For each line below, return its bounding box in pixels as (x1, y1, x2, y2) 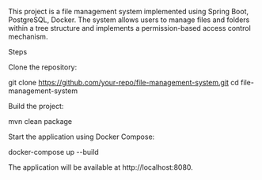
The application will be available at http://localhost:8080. (8, 163, 194, 172)
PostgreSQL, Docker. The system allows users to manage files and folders (8, 15, 250, 24)
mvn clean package (8, 117, 73, 126)
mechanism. (8, 32, 48, 41)
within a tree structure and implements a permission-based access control (8, 24, 251, 32)
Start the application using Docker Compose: (8, 132, 155, 141)
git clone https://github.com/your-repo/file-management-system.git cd (8, 78, 239, 87)
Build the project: (8, 102, 64, 111)
